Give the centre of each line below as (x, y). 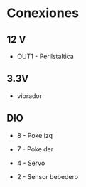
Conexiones (43, 13)
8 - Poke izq (34, 135)
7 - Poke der (35, 149)
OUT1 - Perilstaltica (45, 56)
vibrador (29, 96)
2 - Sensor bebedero (48, 176)
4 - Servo (31, 163)
